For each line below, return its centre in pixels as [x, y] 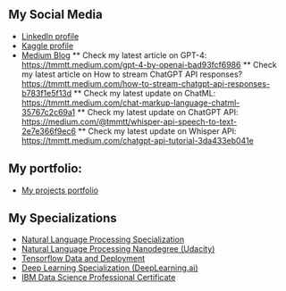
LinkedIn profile [50, 36]
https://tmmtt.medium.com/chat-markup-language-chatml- [130, 103]
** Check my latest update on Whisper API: [158, 131]
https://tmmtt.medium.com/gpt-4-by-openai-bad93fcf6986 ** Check [149, 64]
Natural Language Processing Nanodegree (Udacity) [118, 249]
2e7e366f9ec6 [49, 131]
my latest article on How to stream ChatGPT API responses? [132, 74]
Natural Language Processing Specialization [103, 239]
